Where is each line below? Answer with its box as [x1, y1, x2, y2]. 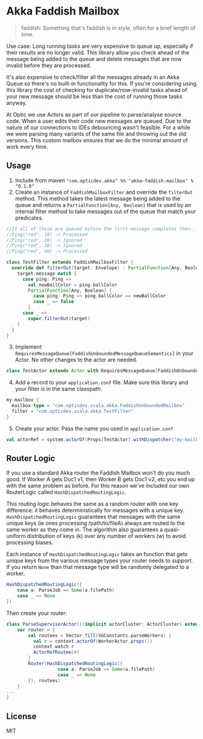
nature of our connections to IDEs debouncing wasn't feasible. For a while [6, 123, 190, 131]
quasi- [164, 526, 181, 533]
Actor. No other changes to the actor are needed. [14, 356, 138, 364]
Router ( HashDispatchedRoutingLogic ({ [28, 661, 123, 667]
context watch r [33, 643, 74, 650]
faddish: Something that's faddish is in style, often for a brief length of [21, 24, 196, 31]
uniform [6, 533, 26, 540]
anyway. [6, 99, 27, 107]
